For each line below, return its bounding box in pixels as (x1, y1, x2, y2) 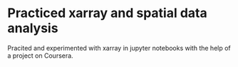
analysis (7, 20, 58, 36)
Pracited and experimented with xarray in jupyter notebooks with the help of (7, 43, 232, 52)
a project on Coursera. (7, 51, 73, 60)
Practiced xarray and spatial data (7, 5, 208, 21)
